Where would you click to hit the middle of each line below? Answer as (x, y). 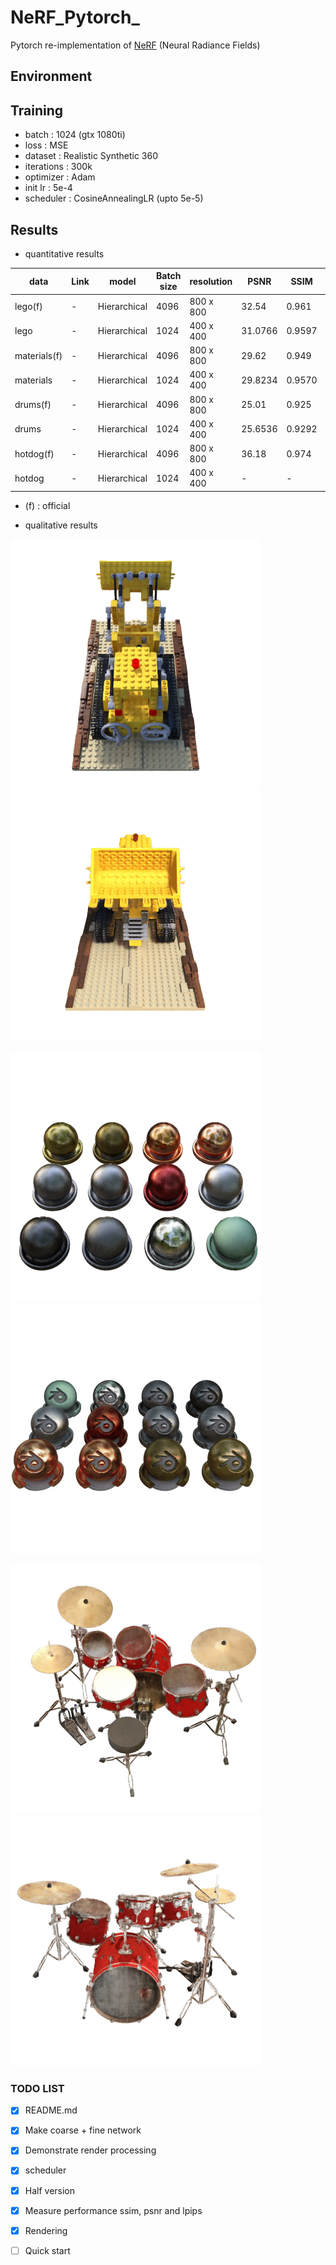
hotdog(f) (34, 453)
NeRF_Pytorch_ (75, 17)
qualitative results (61, 525)
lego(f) (28, 307)
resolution (211, 281)
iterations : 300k (58, 167)
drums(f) (33, 405)
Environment (51, 76)
